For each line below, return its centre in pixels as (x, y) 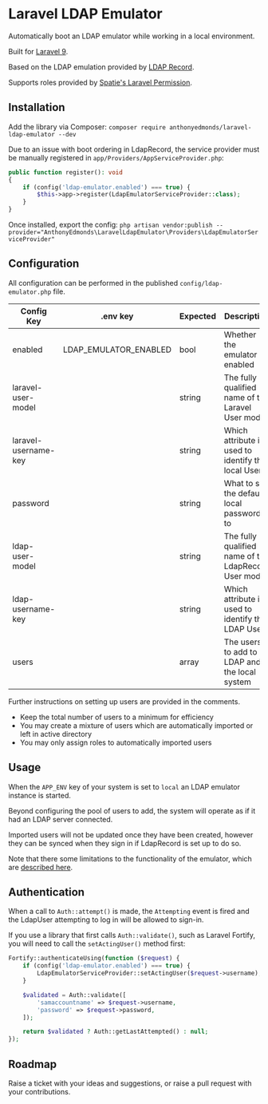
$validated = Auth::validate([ (75, 995)
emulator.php (30, 292)
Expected (198, 316)
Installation (37, 107)
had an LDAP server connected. (61, 819)
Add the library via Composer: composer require (87, 127)
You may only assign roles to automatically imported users (116, 742)
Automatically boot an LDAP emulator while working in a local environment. (132, 36)
